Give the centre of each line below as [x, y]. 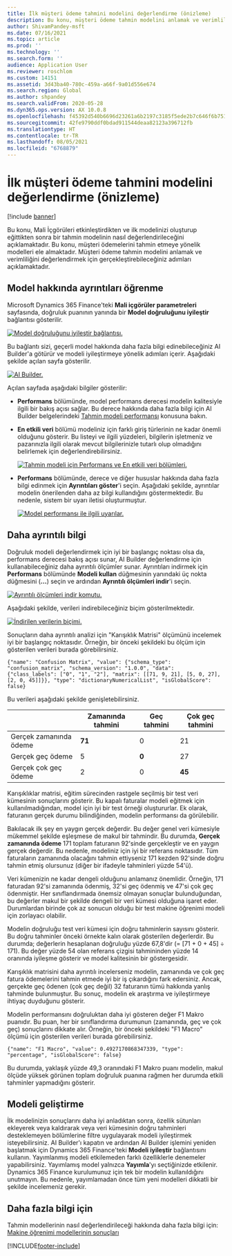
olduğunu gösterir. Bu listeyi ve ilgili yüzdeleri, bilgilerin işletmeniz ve [115, 437]
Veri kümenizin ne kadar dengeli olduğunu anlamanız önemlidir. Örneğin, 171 [115, 879]
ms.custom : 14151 [32, 78]
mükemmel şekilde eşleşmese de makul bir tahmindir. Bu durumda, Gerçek [114, 836]
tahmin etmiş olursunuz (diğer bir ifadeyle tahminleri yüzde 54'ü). [100, 865]
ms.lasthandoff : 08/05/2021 [48, 142]
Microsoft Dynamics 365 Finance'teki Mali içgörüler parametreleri [102, 305]
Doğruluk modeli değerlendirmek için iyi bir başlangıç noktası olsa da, [106, 552]
